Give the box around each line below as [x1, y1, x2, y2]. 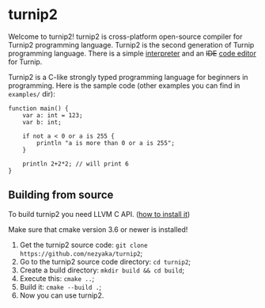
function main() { [8, 105, 69, 112]
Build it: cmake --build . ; [19, 282, 102, 291]
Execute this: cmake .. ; [19, 273, 95, 283]
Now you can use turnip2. [19, 291, 104, 300]
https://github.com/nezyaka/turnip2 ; [19, 248, 143, 258]
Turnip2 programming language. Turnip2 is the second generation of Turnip [8, 40, 255, 49]
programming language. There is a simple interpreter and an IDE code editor [8, 48, 257, 58]
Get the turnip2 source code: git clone [19, 240, 148, 249]
